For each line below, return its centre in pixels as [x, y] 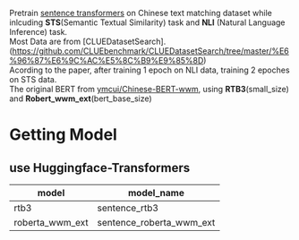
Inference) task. [38, 32]
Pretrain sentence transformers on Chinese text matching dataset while [141, 13]
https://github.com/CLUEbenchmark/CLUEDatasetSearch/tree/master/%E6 [150, 51]
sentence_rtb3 [128, 208]
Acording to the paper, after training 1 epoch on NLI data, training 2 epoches [149, 70]
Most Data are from [45, 41]
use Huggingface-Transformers [100, 168]
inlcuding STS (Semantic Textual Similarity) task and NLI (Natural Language [147, 22]
